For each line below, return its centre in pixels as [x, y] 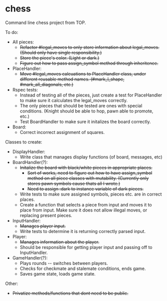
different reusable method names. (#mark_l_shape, [72, 79]
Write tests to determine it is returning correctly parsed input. [83, 231]
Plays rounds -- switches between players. [64, 263]
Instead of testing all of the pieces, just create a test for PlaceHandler [91, 95]
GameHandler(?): [30, 257]
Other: [12, 283]
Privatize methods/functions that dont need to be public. [70, 293]
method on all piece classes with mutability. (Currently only [88, 178]
